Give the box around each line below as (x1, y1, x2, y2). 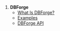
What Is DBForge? (17, 9, 55, 15)
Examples (17, 15, 38, 20)
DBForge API (17, 20, 44, 26)
